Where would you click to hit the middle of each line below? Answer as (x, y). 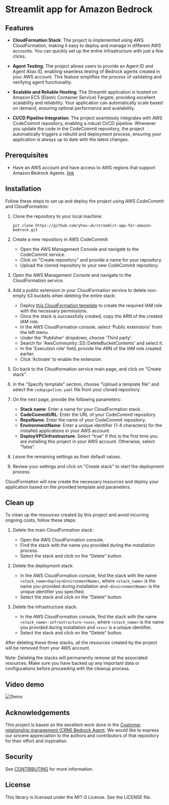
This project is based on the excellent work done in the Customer (73, 725)
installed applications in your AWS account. (65, 431)
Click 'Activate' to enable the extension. (61, 359)
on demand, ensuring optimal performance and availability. (74, 108)
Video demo (25, 684)
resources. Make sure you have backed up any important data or (72, 663)
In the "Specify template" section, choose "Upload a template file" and (86, 384)
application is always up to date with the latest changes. (71, 139)
